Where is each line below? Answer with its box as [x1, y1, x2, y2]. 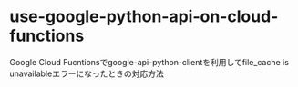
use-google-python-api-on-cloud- [9, 6, 279, 27]
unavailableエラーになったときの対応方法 [9, 68, 164, 79]
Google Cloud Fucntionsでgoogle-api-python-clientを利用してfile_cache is [9, 56, 290, 67]
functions [9, 25, 85, 46]
